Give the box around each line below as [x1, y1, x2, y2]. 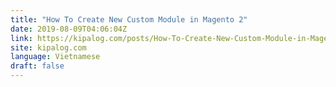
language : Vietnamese [10, 52, 101, 62]
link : [10, 33, 33, 43]
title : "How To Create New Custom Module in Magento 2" [10, 14, 248, 25]
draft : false [10, 61, 65, 71]
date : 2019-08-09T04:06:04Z [10, 24, 128, 34]
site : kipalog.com [10, 42, 87, 53]
